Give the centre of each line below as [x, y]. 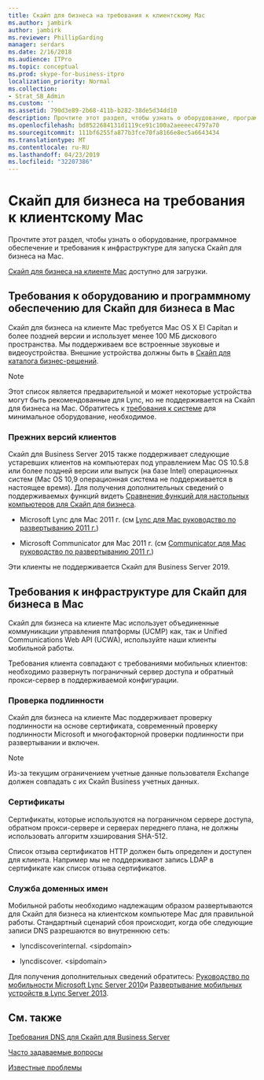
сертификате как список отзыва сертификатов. [88, 868]
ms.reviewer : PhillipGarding [56, 37]
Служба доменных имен [58, 889]
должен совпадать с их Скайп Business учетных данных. [104, 781]
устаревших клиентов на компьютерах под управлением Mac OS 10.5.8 [128, 462]
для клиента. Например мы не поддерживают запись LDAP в [111, 859]
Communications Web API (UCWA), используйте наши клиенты [112, 640]
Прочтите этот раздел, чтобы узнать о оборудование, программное [123, 239]
